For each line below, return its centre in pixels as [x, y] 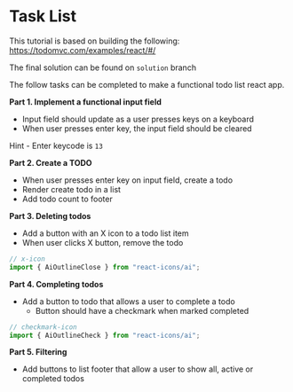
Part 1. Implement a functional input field [86, 102]
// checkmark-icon [43, 327]
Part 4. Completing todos [56, 284]
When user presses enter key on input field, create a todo [127, 180]
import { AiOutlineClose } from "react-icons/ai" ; [105, 267]
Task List [43, 16]
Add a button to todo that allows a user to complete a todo [128, 301]
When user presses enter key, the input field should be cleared [137, 128]
